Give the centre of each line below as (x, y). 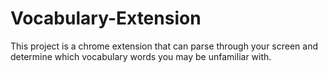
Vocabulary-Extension (106, 18)
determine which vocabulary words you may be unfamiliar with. (141, 56)
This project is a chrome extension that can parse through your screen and (164, 46)
